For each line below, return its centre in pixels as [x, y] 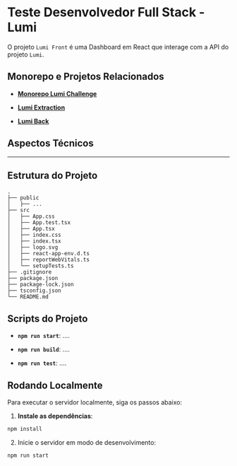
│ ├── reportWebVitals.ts [49, 260]
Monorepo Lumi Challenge [57, 93]
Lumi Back [33, 121]
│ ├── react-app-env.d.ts [49, 254]
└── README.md [28, 297]
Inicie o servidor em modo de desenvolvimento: [87, 442]
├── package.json [33, 279]
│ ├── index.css [34, 235]
